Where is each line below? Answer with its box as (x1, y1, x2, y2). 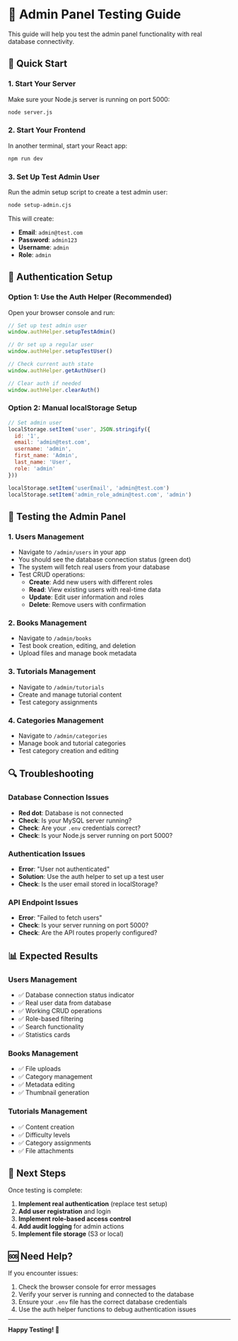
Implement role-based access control (18, 1215, 131, 1223)
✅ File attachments (18, 1146, 74, 1154)
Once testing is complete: (8, 1186, 83, 1195)
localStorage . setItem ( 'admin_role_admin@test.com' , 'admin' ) (8, 491, 192, 498)
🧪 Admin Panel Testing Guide (8, 6, 182, 23)
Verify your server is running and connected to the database (18, 1290, 194, 1299)
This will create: (8, 214, 54, 223)
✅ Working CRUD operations (18, 1007, 102, 1015)
